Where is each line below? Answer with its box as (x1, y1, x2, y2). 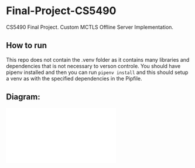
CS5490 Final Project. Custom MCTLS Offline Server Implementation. (6, 23, 174, 31)
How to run (6, 41, 47, 51)
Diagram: (6, 92, 40, 102)
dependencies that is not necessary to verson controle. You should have (6, 62, 181, 69)
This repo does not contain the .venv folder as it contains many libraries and (6, 56, 190, 63)
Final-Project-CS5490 (6, 4, 117, 18)
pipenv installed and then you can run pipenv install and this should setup (6, 69, 189, 76)
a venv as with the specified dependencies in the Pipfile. (6, 75, 142, 82)
